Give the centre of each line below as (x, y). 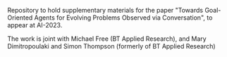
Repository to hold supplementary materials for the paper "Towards (105, 10)
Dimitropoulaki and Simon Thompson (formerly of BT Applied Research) (112, 46)
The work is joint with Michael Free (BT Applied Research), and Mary (107, 39)
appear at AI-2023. (35, 25)
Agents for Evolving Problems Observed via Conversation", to (123, 18)
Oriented (20, 18)
